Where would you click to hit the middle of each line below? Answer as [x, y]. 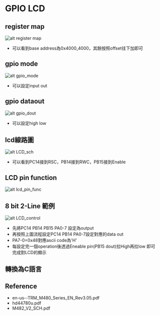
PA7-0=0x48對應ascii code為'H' [44, 240]
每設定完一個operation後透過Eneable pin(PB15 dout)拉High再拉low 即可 [84, 246]
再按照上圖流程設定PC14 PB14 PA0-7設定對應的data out [68, 234]
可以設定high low [29, 123]
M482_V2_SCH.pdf [31, 308]
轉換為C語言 [24, 269]
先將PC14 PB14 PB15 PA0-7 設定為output [53, 228]
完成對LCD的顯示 [29, 253]
